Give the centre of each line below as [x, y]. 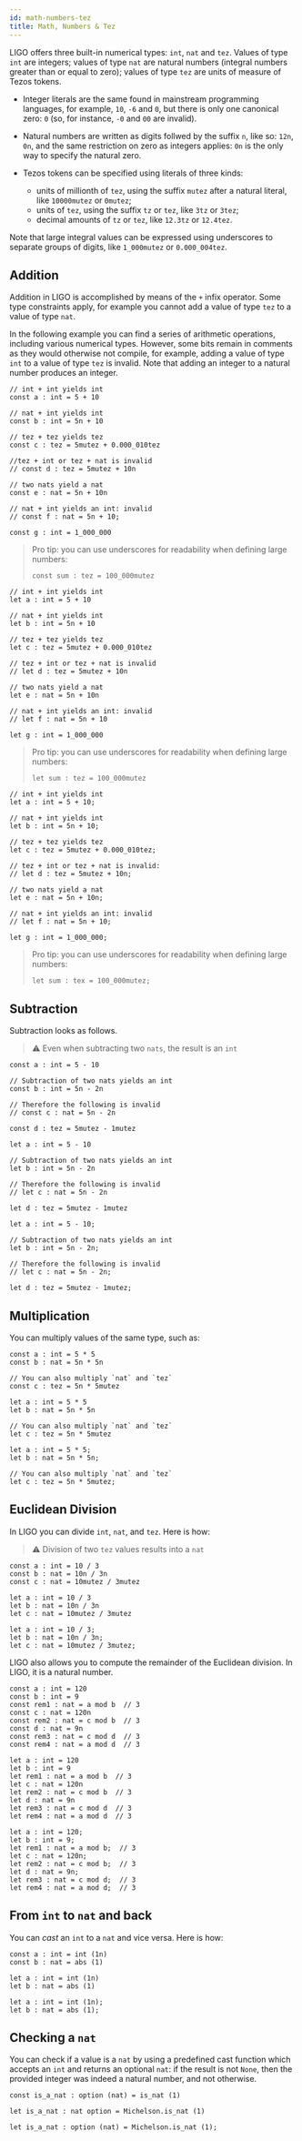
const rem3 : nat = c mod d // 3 [75, 1736]
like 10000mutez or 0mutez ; [84, 200]
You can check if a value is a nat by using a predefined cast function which [150, 2060]
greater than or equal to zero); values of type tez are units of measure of [146, 71]
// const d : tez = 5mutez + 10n [73, 470]
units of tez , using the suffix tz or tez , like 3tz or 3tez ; [137, 209]
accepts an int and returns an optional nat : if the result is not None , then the [151, 2069]
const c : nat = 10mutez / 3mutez [75, 1581]
